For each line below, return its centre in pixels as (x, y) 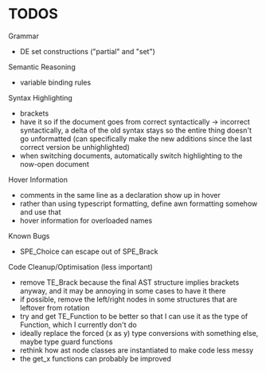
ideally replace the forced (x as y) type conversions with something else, (139, 333)
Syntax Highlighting (41, 97)
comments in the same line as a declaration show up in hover (120, 195)
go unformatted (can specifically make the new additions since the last (136, 138)
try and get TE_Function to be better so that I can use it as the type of (134, 316)
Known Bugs (29, 235)
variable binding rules (55, 82)
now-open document (54, 164)
